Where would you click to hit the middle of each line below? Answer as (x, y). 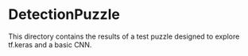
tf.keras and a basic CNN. (50, 44)
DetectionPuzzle (64, 15)
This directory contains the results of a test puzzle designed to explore (124, 36)
